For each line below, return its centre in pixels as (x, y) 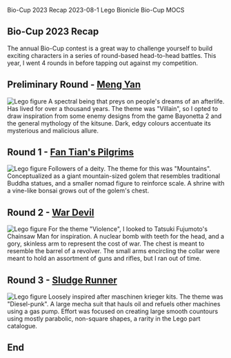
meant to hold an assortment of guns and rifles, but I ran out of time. (104, 259)
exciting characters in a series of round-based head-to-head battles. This (112, 55)
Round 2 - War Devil (51, 212)
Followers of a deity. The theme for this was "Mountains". (130, 169)
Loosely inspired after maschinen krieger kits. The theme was (136, 297)
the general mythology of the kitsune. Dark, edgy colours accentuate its (109, 123)
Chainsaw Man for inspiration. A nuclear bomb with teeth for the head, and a (116, 237)
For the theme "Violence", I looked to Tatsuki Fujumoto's (128, 229)
